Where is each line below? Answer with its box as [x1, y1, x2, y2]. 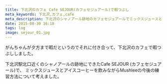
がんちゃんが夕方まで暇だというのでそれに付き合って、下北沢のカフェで [5, 44, 153, 50]
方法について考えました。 [9, 74, 62, 79]
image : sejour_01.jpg [5, 30, 50, 35]
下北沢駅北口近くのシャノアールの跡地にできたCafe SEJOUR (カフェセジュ [5, 61, 158, 67]
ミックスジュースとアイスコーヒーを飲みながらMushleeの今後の [25, 67, 155, 73]
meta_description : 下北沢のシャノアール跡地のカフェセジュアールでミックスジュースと [5, 16, 163, 21]
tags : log [5, 26, 26, 31]
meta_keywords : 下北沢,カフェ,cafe [5, 12, 75, 17]
